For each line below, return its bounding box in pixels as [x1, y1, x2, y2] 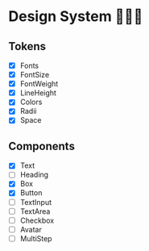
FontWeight [19, 79, 59, 89]
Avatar [19, 224, 42, 234]
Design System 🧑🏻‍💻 [8, 7, 143, 26]
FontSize [19, 70, 50, 80]
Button [19, 188, 43, 198]
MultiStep [19, 233, 52, 243]
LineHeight [19, 88, 56, 98]
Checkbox [19, 215, 55, 225]
